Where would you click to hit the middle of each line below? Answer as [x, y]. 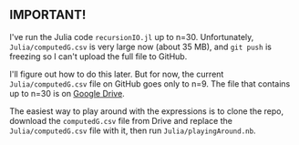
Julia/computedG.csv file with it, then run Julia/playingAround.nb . [133, 130]
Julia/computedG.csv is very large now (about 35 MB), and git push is [140, 47]
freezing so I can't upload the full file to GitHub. [98, 56]
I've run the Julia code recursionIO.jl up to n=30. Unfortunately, [132, 36]
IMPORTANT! [48, 15]
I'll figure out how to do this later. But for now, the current [117, 74]
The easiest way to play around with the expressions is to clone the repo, [147, 111]
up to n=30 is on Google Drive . [67, 93]
